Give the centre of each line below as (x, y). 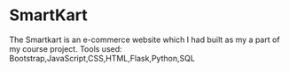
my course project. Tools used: (66, 48)
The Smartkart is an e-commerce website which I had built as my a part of (145, 40)
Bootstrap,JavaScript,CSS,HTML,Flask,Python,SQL (102, 58)
